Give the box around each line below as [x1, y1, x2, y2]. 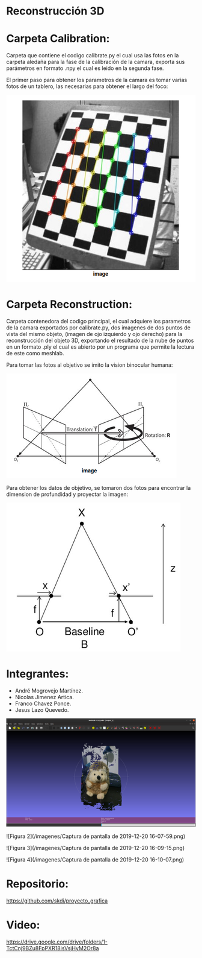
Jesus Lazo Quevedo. [14, 706, 69, 714]
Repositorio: [6, 877, 69, 891]
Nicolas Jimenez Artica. [14, 694, 74, 701]
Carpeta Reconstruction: [6, 297, 133, 311]
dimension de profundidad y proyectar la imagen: [6, 490, 129, 498]
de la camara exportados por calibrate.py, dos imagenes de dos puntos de [6, 324, 191, 331]
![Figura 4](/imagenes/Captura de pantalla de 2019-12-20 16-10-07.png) [6, 855, 185, 863]
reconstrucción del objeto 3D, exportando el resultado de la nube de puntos [6, 337, 194, 344]
